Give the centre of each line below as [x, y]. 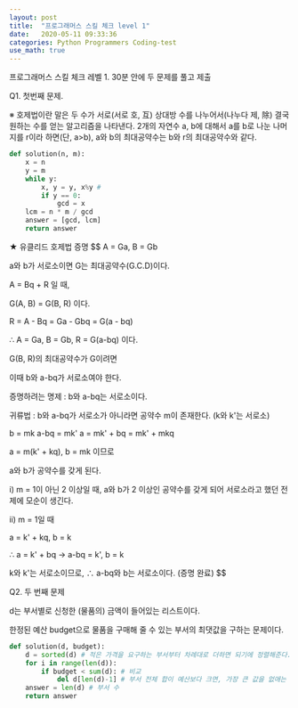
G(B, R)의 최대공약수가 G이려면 [63, 358]
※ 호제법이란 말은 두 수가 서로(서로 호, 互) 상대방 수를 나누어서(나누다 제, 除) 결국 [149, 115]
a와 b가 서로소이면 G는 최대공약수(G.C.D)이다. [90, 265]
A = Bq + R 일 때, [40, 284]
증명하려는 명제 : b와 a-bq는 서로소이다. [79, 396]
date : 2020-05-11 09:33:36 [63, 34]
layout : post [33, 17]
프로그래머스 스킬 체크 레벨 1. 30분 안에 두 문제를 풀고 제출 [110, 77]
